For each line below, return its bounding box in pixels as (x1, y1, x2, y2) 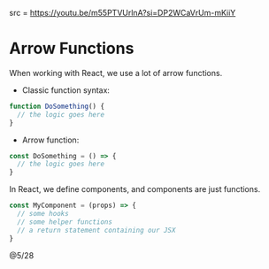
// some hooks (17, 210, 69, 219)
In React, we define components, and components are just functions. (9, 184, 261, 195)
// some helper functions (17, 217, 113, 227)
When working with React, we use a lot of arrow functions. (9, 67, 223, 78)
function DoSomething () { (9, 102, 104, 111)
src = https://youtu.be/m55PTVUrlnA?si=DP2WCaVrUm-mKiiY (9, 8, 236, 18)
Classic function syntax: (21, 84, 111, 96)
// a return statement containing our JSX (17, 226, 176, 234)
